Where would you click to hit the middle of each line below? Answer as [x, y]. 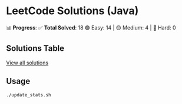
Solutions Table [35, 48]
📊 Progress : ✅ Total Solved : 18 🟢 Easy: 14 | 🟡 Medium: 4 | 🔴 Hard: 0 [91, 27]
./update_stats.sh [29, 95]
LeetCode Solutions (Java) [72, 11]
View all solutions [27, 63]
